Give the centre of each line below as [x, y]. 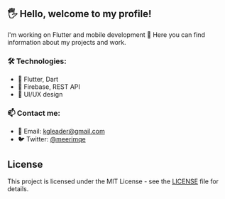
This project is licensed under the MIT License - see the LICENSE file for [113, 181]
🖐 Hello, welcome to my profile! [79, 14]
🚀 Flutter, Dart [38, 80]
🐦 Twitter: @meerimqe [52, 139]
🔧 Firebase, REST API [49, 87]
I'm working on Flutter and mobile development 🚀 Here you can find [106, 34]
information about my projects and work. [67, 42]
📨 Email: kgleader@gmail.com [61, 131]
